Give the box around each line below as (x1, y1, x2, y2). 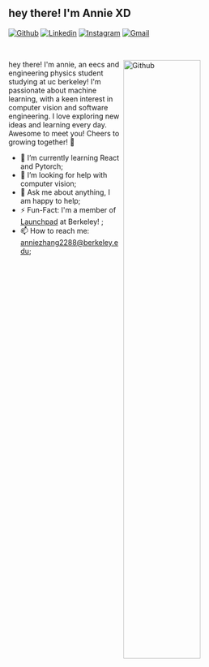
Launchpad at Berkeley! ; (19, 217, 104, 226)
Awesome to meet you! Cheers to (8, 128, 120, 138)
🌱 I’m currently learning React (19, 153, 120, 162)
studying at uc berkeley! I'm (8, 76, 101, 86)
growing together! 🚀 (8, 137, 75, 147)
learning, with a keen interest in (8, 93, 113, 104)
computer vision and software (8, 102, 109, 112)
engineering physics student (8, 68, 104, 78)
